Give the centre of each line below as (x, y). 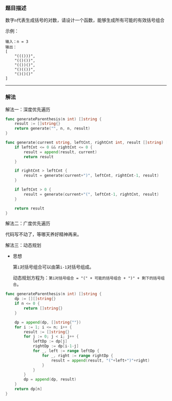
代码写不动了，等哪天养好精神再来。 (44, 235)
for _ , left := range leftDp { (66, 351)
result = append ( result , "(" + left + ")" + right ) (100, 360)
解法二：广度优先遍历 (28, 223)
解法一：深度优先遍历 (28, 109)
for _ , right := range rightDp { (78, 355)
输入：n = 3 (17, 42)
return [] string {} (43, 308)
